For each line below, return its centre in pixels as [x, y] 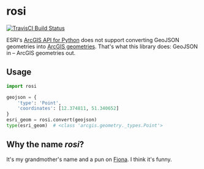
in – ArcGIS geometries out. [41, 52]
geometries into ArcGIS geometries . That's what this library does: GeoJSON [102, 46]
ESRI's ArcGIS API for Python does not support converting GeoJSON [93, 40]
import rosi [21, 86]
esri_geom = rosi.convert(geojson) [52, 120]
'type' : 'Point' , [40, 103]
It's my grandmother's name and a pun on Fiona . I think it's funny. [89, 159]
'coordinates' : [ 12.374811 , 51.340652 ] [68, 109]
